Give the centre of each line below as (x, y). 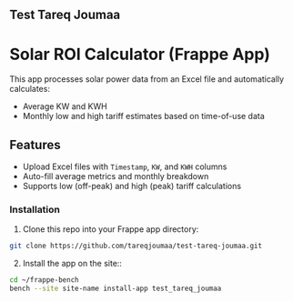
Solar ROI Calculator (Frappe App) (140, 54)
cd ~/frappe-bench (44, 280)
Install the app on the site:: (72, 264)
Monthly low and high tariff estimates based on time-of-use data (144, 116)
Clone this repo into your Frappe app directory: (111, 229)
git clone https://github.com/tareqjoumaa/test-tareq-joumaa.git (136, 246)
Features (35, 145)
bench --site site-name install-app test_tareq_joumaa (116, 289)
